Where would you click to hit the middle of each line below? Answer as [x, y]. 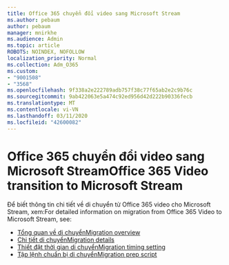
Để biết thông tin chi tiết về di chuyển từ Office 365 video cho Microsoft [109, 204]
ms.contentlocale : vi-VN [43, 109]
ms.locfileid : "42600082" [44, 122]
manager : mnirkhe [32, 33]
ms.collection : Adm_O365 [43, 65]
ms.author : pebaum [33, 20]
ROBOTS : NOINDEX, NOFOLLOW [46, 52]
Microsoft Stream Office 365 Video [108, 171]
